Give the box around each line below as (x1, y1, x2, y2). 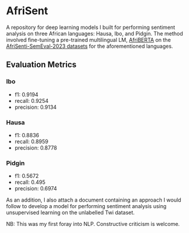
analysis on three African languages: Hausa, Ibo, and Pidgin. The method (6, 30, 184, 37)
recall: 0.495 (14, 179, 46, 186)
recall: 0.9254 (14, 97, 49, 104)
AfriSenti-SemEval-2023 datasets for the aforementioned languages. (6, 43, 174, 50)
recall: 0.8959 (14, 138, 49, 145)
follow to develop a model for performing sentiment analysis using (6, 203, 167, 210)
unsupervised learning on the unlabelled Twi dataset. (6, 209, 135, 216)
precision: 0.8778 (14, 144, 57, 151)
